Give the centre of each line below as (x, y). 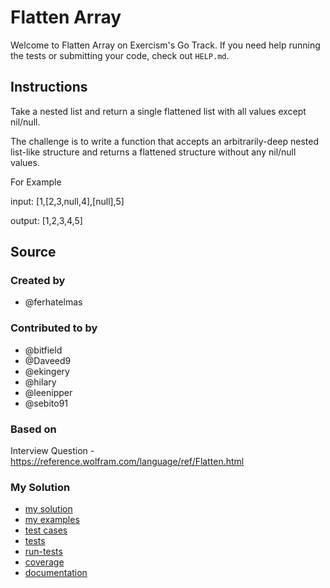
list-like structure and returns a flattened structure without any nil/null (153, 152)
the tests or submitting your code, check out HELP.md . (120, 55)
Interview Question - (52, 451)
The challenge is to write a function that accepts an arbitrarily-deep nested (164, 141)
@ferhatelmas (53, 302)
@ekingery (47, 371)
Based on (33, 429)
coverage (44, 562)
